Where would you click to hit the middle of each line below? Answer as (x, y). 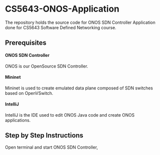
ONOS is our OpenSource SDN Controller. (47, 66)
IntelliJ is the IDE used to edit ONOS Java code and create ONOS (70, 115)
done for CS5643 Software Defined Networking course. (61, 27)
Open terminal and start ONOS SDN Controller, (52, 147)
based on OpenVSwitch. (29, 93)
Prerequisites (26, 43)
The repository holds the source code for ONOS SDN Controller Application (80, 22)
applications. (18, 120)
